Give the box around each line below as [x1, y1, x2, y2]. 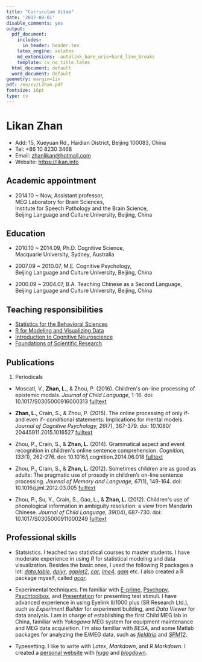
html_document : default [11, 65, 71, 71]
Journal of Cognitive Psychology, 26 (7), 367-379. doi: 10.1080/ [14, 422, 171, 429]
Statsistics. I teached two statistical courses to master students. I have [14, 549, 190, 556]
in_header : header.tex [22, 43, 80, 49]
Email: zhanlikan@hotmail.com [14, 151, 92, 159]
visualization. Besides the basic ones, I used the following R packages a [14, 561, 194, 568]
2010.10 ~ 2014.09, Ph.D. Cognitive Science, [14, 244, 125, 252]
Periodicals [14, 373, 43, 380]
